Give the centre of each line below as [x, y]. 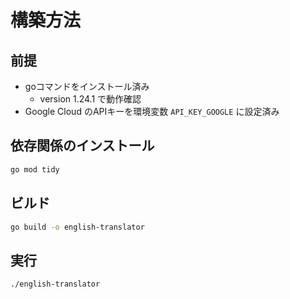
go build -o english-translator [77, 227]
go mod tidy [35, 169]
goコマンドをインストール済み [87, 86]
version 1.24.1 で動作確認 [90, 99]
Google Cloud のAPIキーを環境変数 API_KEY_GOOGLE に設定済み [152, 111]
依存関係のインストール [82, 146]
